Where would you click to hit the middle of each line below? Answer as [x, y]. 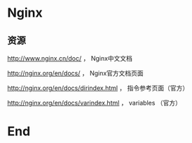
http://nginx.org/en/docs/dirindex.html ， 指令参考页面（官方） [98, 88]
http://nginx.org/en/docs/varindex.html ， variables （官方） [95, 103]
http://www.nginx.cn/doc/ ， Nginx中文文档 [70, 58]
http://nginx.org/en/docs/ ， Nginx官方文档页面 [75, 73]
